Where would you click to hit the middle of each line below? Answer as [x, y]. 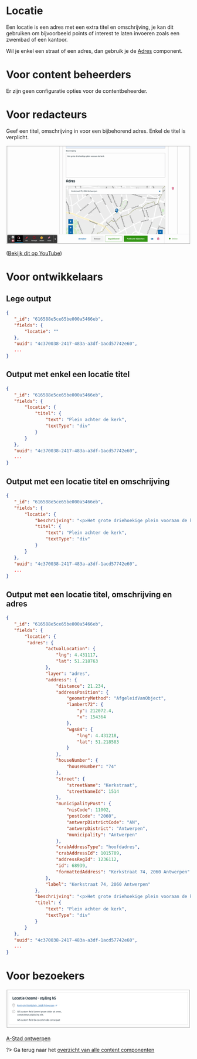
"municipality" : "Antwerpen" [102, 835]
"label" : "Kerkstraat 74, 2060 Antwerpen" [98, 884]
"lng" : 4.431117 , [77, 655]
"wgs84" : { [80, 729]
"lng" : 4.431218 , [98, 735]
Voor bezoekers [45, 976]
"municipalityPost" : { [84, 804]
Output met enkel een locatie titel [68, 374]
